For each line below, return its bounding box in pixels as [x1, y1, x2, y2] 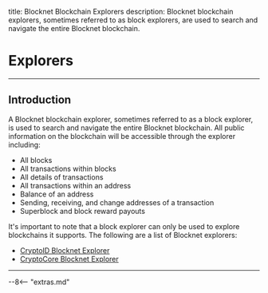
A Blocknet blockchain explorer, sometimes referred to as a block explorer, [8, 114, 254, 124]
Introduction [8, 93, 72, 107]
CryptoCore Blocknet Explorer [19, 254, 120, 263]
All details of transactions [19, 172, 104, 182]
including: [8, 140, 41, 149]
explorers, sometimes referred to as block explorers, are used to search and [8, 15, 258, 25]
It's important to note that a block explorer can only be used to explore [8, 221, 240, 231]
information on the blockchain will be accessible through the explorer [8, 131, 236, 141]
